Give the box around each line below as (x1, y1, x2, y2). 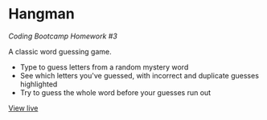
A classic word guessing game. (8, 46, 112, 56)
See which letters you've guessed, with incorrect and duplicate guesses (19, 70, 260, 80)
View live (8, 103, 39, 113)
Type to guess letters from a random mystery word (19, 62, 189, 72)
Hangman (8, 5, 75, 23)
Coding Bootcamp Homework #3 (8, 31, 118, 41)
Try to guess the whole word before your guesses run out (19, 87, 212, 97)
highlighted (19, 79, 58, 89)
